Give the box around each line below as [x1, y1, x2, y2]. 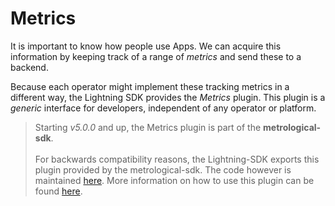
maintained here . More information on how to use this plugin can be [34, 174, 315, 186]
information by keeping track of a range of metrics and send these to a [10, 50, 302, 62]
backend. [10, 61, 49, 73]
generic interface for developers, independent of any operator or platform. [10, 102, 317, 114]
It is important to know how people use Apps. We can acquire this [10, 40, 282, 52]
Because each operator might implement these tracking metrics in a [10, 80, 290, 92]
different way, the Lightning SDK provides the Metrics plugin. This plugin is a [10, 91, 326, 103]
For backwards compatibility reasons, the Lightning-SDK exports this [34, 153, 320, 165]
